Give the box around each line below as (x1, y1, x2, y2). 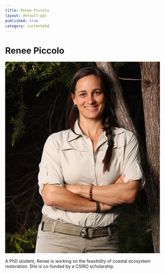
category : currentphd (5, 24, 50, 28)
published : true (5, 18, 38, 23)
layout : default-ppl (5, 13, 48, 18)
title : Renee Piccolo (5, 8, 50, 13)
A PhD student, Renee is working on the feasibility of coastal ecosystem (5, 258, 151, 264)
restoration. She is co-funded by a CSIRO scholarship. (5, 263, 114, 270)
